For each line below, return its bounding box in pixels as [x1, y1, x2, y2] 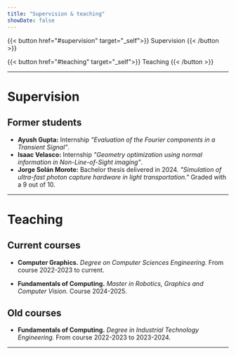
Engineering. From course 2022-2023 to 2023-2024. [17, 333, 171, 342]
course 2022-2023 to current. [17, 266, 105, 274]
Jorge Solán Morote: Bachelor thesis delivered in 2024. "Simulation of [17, 165, 222, 173]
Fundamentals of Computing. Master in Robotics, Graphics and [17, 279, 204, 287]
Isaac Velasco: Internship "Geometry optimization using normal [17, 150, 202, 158]
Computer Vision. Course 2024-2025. [17, 287, 127, 295]
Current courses [7, 239, 81, 251]
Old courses [7, 307, 62, 319]
